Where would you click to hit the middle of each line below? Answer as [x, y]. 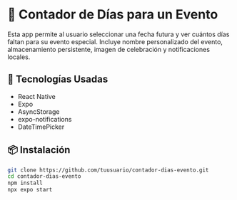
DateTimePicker [41, 127]
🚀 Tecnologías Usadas [58, 79]
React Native [36, 96]
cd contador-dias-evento [44, 177]
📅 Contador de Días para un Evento [113, 15]
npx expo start [30, 190]
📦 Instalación [39, 150]
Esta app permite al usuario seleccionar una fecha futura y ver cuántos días [118, 34]
